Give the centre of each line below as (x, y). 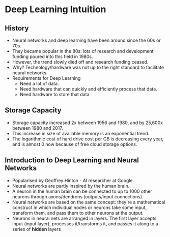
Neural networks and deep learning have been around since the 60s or (86, 40)
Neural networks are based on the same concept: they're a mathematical (89, 202)
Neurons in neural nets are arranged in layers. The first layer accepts (84, 218)
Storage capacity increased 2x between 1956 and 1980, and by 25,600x (88, 123)
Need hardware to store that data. (55, 94)
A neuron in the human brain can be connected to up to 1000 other (82, 191)
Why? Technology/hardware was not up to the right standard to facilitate (88, 67)
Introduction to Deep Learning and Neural (72, 160)
